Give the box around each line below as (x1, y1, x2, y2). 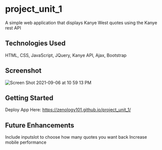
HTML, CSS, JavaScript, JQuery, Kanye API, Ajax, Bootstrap (5, 52, 127, 58)
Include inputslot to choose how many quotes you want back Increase (5, 134, 147, 140)
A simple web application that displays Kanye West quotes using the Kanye (5, 20, 158, 26)
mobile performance (5, 139, 47, 146)
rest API (5, 25, 21, 30)
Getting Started (5, 93, 54, 102)
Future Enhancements (5, 121, 75, 129)
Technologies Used (5, 39, 65, 48)
